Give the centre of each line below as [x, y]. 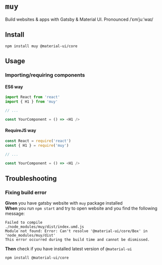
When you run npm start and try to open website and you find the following [81, 209]
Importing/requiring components [45, 75]
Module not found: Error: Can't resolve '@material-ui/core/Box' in [76, 231]
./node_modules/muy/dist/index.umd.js [45, 227]
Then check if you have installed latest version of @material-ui [69, 249]
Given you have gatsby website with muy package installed [64, 203]
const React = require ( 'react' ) [38, 141]
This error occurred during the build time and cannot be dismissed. [78, 240]
